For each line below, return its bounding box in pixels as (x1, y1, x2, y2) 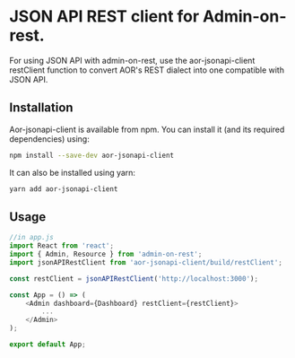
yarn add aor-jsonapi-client (9, 184, 118, 194)
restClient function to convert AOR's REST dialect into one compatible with (9, 65, 285, 75)
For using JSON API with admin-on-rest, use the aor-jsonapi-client (9, 55, 256, 65)
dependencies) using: (9, 133, 90, 144)
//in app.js (9, 233, 54, 242)
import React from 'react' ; (9, 241, 115, 250)
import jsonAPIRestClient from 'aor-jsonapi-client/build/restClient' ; (9, 258, 282, 266)
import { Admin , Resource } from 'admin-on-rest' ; (9, 249, 203, 259)
